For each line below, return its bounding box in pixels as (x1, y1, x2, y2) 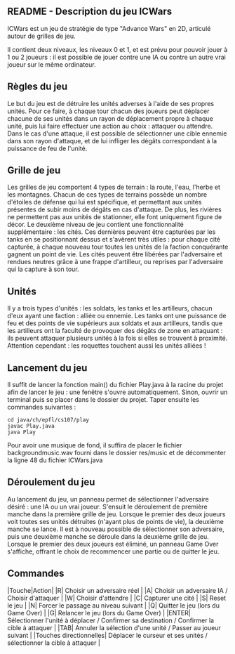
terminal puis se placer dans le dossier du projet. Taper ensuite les (7, 395, 200, 404)
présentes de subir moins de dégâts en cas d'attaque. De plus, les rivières (7, 205, 222, 214)
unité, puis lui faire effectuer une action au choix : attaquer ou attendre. (7, 122, 213, 130)
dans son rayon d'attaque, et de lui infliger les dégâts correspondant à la (7, 136, 217, 145)
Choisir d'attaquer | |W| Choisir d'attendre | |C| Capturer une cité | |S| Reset (7, 594, 227, 602)
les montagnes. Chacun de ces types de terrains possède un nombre (7, 190, 208, 199)
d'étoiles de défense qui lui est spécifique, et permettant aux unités (7, 198, 202, 207)
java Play (7, 429, 36, 436)
